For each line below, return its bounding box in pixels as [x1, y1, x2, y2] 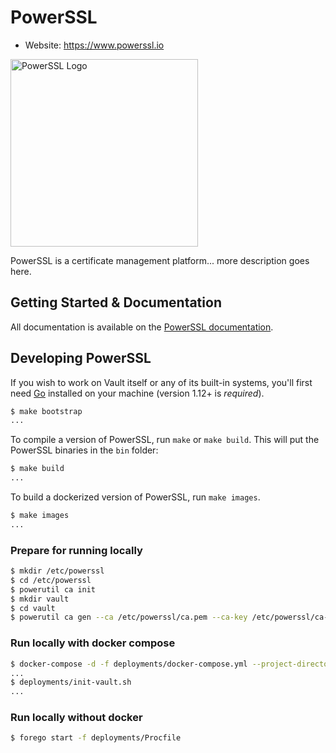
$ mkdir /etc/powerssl [10, 566, 105, 576]
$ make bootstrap [10, 406, 83, 416]
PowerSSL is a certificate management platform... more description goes [10, 254, 310, 266]
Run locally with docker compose [10, 636, 176, 650]
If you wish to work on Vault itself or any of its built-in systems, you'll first [10, 376, 313, 388]
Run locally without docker [10, 711, 143, 725]
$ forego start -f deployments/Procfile [10, 733, 182, 743]
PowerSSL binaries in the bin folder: [10, 444, 159, 456]
